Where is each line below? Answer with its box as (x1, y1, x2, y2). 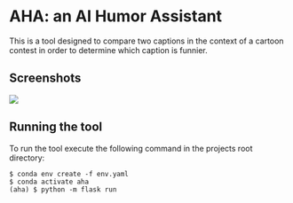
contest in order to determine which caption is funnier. (9, 44, 208, 55)
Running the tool (9, 120, 103, 135)
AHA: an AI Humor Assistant (9, 6, 223, 27)
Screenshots (9, 71, 82, 86)
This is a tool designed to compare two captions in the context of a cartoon (9, 35, 284, 46)
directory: (9, 152, 45, 163)
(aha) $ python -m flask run (9, 184, 117, 194)
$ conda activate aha (9, 177, 90, 186)
